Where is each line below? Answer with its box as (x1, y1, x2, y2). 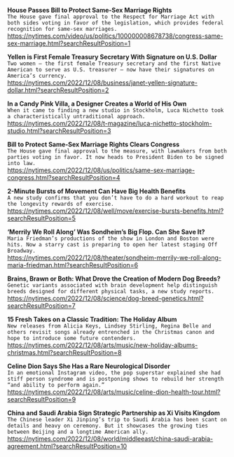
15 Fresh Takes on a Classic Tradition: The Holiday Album (7, 315, 177, 323)
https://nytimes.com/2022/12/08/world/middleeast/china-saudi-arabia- (7, 435, 214, 443)
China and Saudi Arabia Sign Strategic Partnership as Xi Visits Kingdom (7, 409, 221, 417)
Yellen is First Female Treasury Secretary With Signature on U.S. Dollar (7, 52, 217, 61)
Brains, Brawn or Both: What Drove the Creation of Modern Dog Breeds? (7, 274, 221, 283)
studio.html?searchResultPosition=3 (7, 127, 111, 135)
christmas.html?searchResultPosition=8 (7, 349, 122, 356)
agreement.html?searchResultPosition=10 (7, 442, 128, 450)
